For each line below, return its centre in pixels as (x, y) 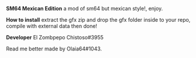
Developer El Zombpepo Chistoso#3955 (55, 37)
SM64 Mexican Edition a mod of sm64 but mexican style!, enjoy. (85, 8)
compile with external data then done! (52, 26)
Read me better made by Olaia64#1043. (54, 49)
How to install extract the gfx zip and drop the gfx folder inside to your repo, (98, 20)
